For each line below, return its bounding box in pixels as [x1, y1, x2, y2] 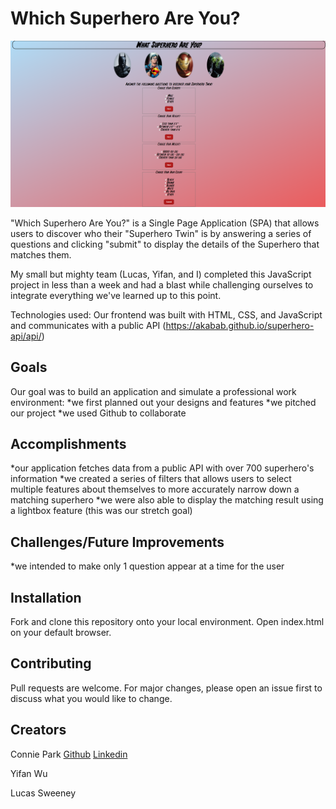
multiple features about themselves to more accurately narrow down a [10, 483, 300, 496]
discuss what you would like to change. [10, 692, 173, 704]
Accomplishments [10, 435, 127, 452]
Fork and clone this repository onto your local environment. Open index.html [10, 615, 325, 627]
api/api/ [10, 330, 42, 342]
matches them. [10, 248, 72, 261]
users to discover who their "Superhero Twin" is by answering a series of [10, 227, 312, 239]
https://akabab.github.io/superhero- [165, 319, 315, 331]
